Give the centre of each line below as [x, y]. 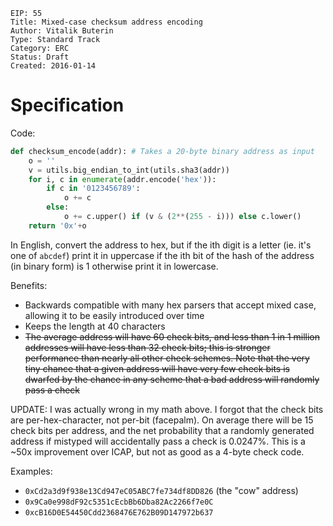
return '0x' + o [57, 225]
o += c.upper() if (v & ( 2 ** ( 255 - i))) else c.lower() [182, 217]
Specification [67, 105]
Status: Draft [40, 57]
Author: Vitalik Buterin [62, 31]
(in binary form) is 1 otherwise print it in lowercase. [114, 266]
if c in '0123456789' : [93, 189]
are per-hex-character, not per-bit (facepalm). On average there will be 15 [162, 420]
